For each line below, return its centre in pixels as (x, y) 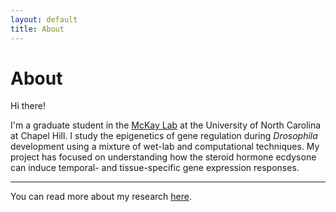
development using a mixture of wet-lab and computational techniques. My (165, 147)
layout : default (44, 19)
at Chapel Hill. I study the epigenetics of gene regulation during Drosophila (164, 136)
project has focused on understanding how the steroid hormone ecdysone (163, 157)
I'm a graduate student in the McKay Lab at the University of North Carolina (166, 125)
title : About (37, 29)
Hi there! (28, 106)
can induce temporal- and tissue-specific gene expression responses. (155, 168)
